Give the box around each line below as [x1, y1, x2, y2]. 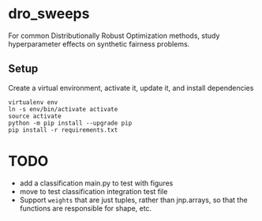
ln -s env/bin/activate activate [8, 105, 118, 113]
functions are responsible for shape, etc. [19, 203, 152, 213]
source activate [8, 112, 62, 120]
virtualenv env [8, 98, 58, 107]
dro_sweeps [8, 5, 90, 23]
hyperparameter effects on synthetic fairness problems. [8, 39, 190, 48]
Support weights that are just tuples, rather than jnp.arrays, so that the [19, 195, 248, 204]
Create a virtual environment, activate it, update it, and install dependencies [8, 83, 254, 92]
